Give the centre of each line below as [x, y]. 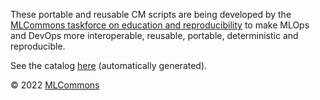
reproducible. [38, 46]
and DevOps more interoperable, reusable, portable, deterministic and [154, 35]
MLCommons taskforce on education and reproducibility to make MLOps [160, 25]
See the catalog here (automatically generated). [109, 65]
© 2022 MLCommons [55, 85]
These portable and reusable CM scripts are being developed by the [151, 14]
